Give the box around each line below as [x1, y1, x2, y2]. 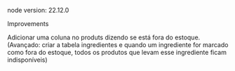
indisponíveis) [7, 56, 48, 64]
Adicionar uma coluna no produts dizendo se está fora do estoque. [7, 33, 201, 41]
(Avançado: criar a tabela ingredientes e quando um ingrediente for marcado [7, 41, 229, 49]
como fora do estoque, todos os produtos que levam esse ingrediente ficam [7, 49, 227, 56]
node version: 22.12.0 [7, 6, 69, 14]
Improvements [7, 20, 49, 27]
